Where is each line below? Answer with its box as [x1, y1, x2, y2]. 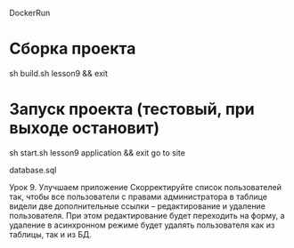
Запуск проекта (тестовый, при [9, 100, 256, 119]
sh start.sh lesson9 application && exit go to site [9, 147, 185, 158]
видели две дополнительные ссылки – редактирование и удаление [9, 200, 265, 212]
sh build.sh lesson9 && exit [9, 68, 109, 78]
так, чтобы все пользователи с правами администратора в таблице [9, 191, 267, 202]
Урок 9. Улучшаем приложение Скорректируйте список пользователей [9, 181, 282, 192]
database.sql [9, 164, 57, 175]
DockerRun [9, 8, 51, 18]
